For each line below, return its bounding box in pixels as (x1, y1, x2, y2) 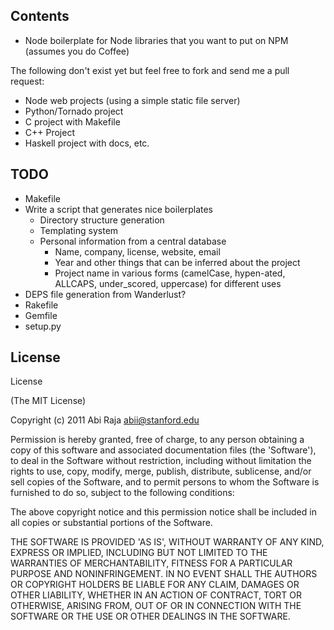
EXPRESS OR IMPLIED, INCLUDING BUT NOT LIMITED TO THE (10, 547, 268, 559)
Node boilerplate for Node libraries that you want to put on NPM (24, 34, 289, 46)
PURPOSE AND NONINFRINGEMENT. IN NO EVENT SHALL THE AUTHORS (10, 568, 318, 580)
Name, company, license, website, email (54, 245, 221, 258)
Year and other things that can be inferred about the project (54, 256, 301, 268)
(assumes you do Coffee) (24, 45, 130, 57)
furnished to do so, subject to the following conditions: (10, 487, 235, 499)
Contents (10, 8, 70, 25)
